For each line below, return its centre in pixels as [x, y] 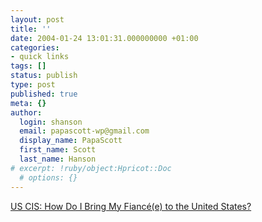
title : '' [31, 29]
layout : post [37, 19]
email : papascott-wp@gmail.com [84, 131]
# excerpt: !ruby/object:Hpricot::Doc [91, 168]
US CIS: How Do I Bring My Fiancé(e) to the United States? [131, 206]
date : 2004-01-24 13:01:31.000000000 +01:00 [104, 38]
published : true [44, 94]
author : [26, 112]
